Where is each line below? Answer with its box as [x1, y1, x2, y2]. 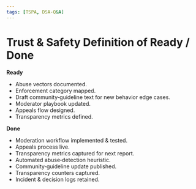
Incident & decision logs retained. [15, 176, 100, 183]
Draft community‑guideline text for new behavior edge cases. [15, 93, 170, 101]
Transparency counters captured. [15, 169, 100, 176]
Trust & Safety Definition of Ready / [6, 35, 190, 49]
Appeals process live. [15, 143, 70, 150]
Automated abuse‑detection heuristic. [15, 156, 111, 163]
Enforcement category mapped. [15, 87, 96, 94]
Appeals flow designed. [15, 106, 75, 114]
